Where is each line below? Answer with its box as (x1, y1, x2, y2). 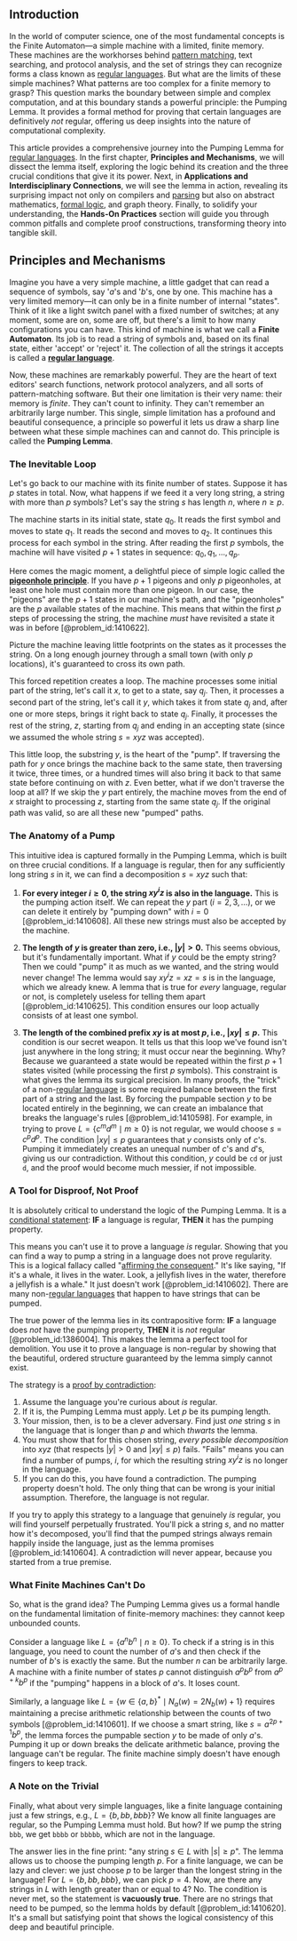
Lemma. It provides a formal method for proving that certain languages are (9, 106, 282, 116)
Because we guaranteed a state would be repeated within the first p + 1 (21, 1055, 282, 1066)
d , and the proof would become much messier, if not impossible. (21, 1162, 257, 1173)
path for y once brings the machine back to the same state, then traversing (9, 758, 283, 769)
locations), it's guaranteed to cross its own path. (9, 659, 186, 669)
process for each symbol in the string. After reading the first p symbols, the (9, 537, 285, 547)
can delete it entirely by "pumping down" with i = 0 (21, 907, 209, 917)
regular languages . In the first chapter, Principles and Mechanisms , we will (9, 151, 285, 163)
